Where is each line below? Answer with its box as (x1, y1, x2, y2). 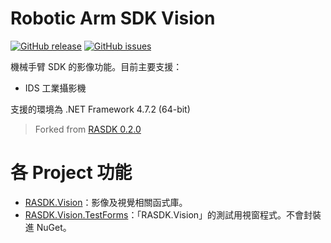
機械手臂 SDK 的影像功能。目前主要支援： (10, 60, 183, 72)
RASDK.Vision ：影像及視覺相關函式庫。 (24, 196, 188, 208)
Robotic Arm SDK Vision (10, 7, 216, 30)
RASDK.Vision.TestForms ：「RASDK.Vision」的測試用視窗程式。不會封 (24, 208, 313, 221)
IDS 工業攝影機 (24, 82, 87, 94)
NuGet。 (36, 221, 72, 233)
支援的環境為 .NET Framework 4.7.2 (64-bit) (10, 103, 191, 115)
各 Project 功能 (10, 162, 133, 184)
